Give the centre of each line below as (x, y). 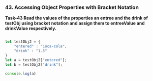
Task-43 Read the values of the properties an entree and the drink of (76, 18)
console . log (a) (21, 73)
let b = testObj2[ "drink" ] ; (34, 65)
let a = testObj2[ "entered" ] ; (36, 60)
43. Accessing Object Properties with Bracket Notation (72, 7)
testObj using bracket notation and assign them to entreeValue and (75, 23)
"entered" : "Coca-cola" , (41, 46)
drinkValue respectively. (31, 28)
